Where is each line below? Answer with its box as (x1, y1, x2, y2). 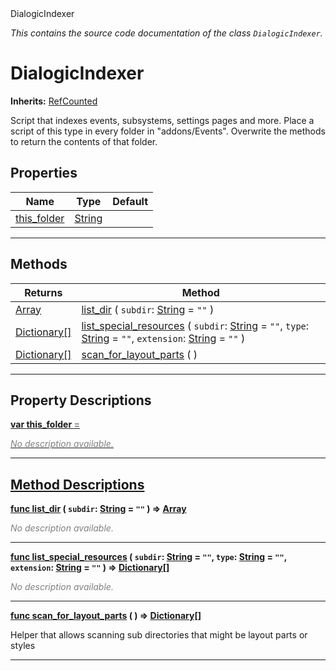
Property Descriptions (10, 392, 152, 409)
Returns (24, 285, 63, 299)
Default (112, 194, 149, 208)
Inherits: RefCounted (10, 95, 98, 107)
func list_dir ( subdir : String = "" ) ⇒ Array (10, 503, 187, 515)
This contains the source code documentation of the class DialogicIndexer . (10, 27, 323, 39)
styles (10, 640, 36, 652)
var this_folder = (10, 418, 80, 431)
